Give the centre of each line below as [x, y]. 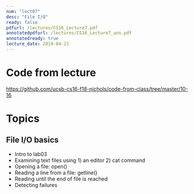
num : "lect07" [23, 11]
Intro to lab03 [31, 154]
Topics [23, 119]
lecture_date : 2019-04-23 [37, 44]
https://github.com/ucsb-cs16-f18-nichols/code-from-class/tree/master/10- [97, 89]
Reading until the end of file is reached [61, 179]
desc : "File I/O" [27, 17]
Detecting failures [36, 185]
